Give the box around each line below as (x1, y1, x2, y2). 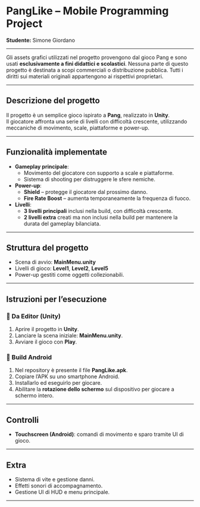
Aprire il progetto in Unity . (14, 326, 79, 333)
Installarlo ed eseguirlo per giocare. (14, 379, 102, 387)
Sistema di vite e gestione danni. (14, 475, 95, 483)
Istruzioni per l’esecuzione (6, 294, 107, 304)
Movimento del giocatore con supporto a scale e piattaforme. (23, 169, 174, 177)
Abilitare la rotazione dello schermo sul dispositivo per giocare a (14, 386, 174, 393)
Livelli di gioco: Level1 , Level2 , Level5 (14, 265, 109, 272)
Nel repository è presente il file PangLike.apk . (14, 367, 128, 374)
